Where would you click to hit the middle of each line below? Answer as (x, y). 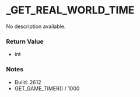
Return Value (25, 41)
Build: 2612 (28, 82)
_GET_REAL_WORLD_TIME (70, 10)
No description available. (36, 26)
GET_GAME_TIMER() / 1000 (47, 88)
